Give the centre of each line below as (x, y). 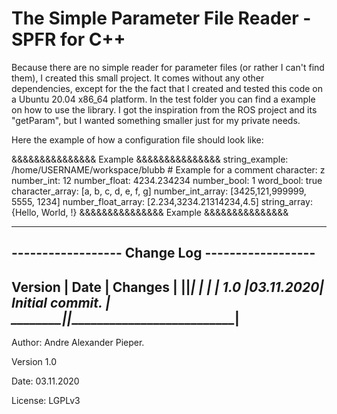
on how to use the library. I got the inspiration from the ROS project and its (164, 109)
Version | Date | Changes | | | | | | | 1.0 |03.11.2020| (168, 287)
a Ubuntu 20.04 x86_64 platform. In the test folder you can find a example (163, 99)
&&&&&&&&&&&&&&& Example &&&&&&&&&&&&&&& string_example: (150, 159)
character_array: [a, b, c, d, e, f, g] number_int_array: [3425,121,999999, (159, 191)
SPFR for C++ (68, 39)
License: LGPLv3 (46, 401)
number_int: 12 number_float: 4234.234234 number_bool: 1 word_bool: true (167, 180)
